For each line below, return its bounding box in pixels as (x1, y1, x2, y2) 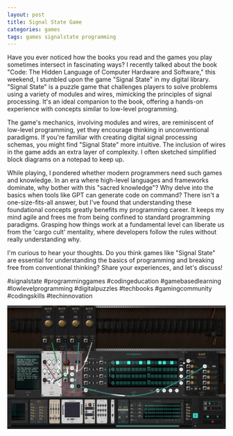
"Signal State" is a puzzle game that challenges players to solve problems (7, 83, 218, 91)
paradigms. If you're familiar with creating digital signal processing (7, 133, 198, 142)
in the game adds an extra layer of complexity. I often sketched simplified (7, 148, 216, 156)
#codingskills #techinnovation (7, 292, 93, 300)
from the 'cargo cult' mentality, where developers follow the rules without (7, 228, 217, 236)
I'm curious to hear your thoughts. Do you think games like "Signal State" (7, 249, 216, 257)
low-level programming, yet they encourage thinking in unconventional (7, 126, 209, 134)
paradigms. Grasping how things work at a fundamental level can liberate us (7, 220, 225, 229)
